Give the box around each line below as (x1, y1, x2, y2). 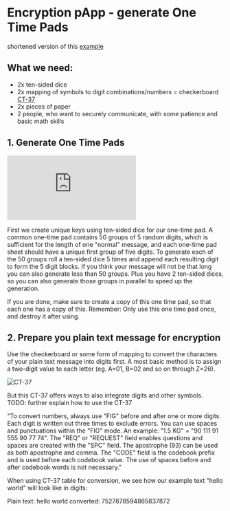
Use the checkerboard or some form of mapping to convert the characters (7, 350, 218, 358)
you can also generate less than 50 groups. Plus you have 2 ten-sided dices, (7, 270, 224, 278)
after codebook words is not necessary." (7, 463, 122, 472)
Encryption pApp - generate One (7, 5, 197, 21)
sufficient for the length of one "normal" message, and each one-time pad (7, 240, 218, 248)
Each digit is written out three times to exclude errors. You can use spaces (7, 420, 218, 428)
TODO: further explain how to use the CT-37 (7, 399, 133, 407)
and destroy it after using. (7, 312, 80, 320)
